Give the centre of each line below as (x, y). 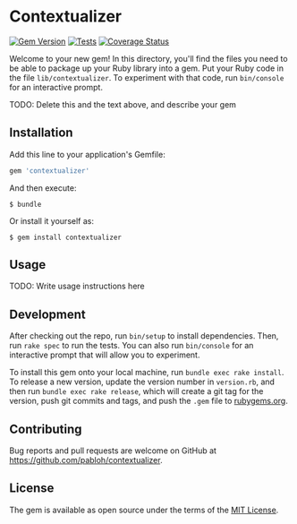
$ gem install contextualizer (66, 237)
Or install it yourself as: (51, 220)
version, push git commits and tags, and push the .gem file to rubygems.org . (149, 401)
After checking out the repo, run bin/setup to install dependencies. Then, (144, 336)
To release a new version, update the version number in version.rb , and (142, 382)
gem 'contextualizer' (50, 171)
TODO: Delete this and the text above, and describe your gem (123, 104)
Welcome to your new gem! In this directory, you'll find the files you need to (148, 58)
